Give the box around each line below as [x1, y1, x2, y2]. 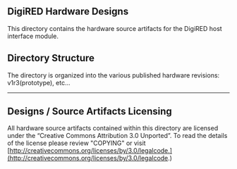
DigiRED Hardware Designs [7, 6, 129, 18]
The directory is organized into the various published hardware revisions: [7, 70, 220, 80]
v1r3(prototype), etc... [7, 78, 71, 87]
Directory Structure [7, 52, 95, 64]
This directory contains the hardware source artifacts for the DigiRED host [7, 24, 222, 32]
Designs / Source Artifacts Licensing [7, 106, 172, 118]
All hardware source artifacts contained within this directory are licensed [7, 124, 219, 132]
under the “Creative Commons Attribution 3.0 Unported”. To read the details [7, 132, 228, 140]
